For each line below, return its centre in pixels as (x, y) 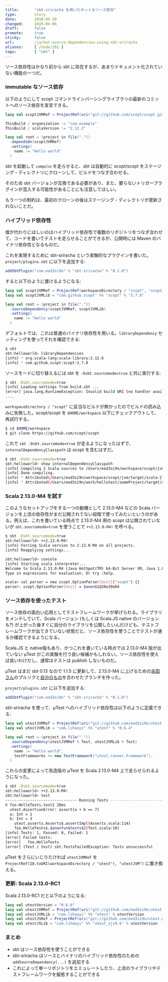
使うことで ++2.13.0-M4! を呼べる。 (100, 527)
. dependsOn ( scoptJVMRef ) (35, 142)
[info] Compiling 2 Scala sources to (44, 468)
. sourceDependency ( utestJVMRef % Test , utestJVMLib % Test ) (73, 742)
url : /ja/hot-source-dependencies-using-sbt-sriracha (71, 43)
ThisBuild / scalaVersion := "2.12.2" (45, 128)
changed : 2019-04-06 (31, 24)
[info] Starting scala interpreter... (45, 564)
